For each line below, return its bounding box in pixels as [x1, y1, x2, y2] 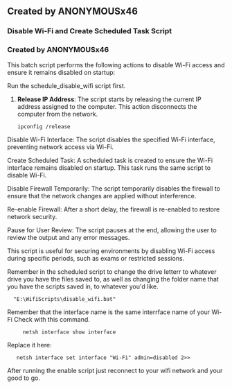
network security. [7, 212, 57, 221]
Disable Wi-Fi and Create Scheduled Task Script [7, 26, 172, 36]
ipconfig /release [17, 123, 71, 130]
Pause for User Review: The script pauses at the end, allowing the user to [7, 225, 217, 234]
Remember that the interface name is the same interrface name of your [7, 308, 210, 316]
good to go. [7, 374, 40, 382]
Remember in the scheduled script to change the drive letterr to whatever [7, 267, 217, 276]
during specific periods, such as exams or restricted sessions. [7, 254, 185, 262]
